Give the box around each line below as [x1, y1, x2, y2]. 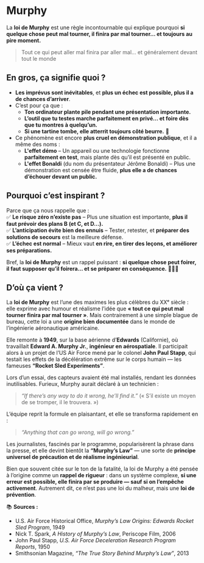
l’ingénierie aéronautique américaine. [6, 324, 99, 332]
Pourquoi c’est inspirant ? [6, 191, 105, 201]
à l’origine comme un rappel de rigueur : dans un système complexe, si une [6, 472, 197, 479]
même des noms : [15, 141, 60, 148]
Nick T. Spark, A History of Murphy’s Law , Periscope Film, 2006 [15, 530, 176, 537]
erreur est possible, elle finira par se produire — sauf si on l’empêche [6, 478, 185, 486]
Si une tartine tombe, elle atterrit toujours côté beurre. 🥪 [24, 127, 169, 135]
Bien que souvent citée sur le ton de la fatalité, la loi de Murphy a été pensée [6, 465, 199, 472]
